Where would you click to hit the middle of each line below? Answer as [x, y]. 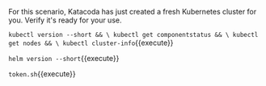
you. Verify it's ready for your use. [65, 20]
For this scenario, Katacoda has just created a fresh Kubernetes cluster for [133, 12]
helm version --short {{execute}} [64, 58]
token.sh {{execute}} [42, 74]
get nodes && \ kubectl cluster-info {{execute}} [91, 43]
